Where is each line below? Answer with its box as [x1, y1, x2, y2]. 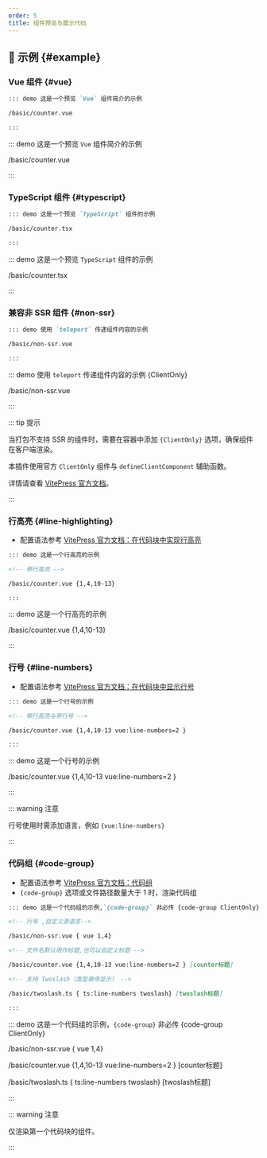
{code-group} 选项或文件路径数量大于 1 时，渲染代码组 [19, 887, 197, 897]
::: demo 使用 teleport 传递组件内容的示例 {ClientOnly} [8, 369, 188, 379]
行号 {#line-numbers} [8, 662, 94, 673]
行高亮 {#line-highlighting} [8, 515, 114, 526]
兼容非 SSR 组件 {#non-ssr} [8, 307, 115, 318]
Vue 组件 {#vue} [8, 76, 73, 88]
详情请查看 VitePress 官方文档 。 [8, 478, 114, 488]
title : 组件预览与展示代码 [8, 19, 87, 27]
